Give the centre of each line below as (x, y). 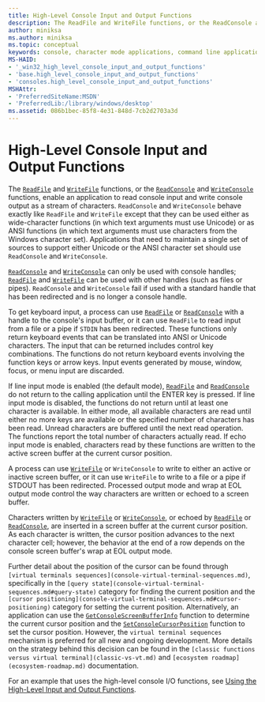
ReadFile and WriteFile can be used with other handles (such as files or (125, 279)
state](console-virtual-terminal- (148, 583)
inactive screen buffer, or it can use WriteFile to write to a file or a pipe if (127, 477)
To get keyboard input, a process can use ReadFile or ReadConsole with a (126, 311)
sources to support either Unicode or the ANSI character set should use (125, 247)
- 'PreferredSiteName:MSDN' (54, 96)
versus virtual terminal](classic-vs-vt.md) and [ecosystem (108, 657)
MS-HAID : (22, 60)
